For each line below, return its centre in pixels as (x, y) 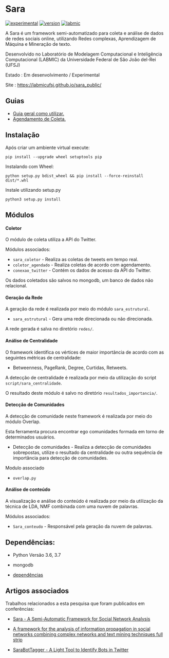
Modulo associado (25, 468)
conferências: (20, 609)
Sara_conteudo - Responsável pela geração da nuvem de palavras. (83, 526)
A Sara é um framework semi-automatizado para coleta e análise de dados (85, 33)
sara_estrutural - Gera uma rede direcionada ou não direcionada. (83, 319)
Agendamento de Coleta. (39, 119)
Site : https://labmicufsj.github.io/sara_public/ (53, 85)
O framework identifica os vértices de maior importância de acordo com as (85, 352)
